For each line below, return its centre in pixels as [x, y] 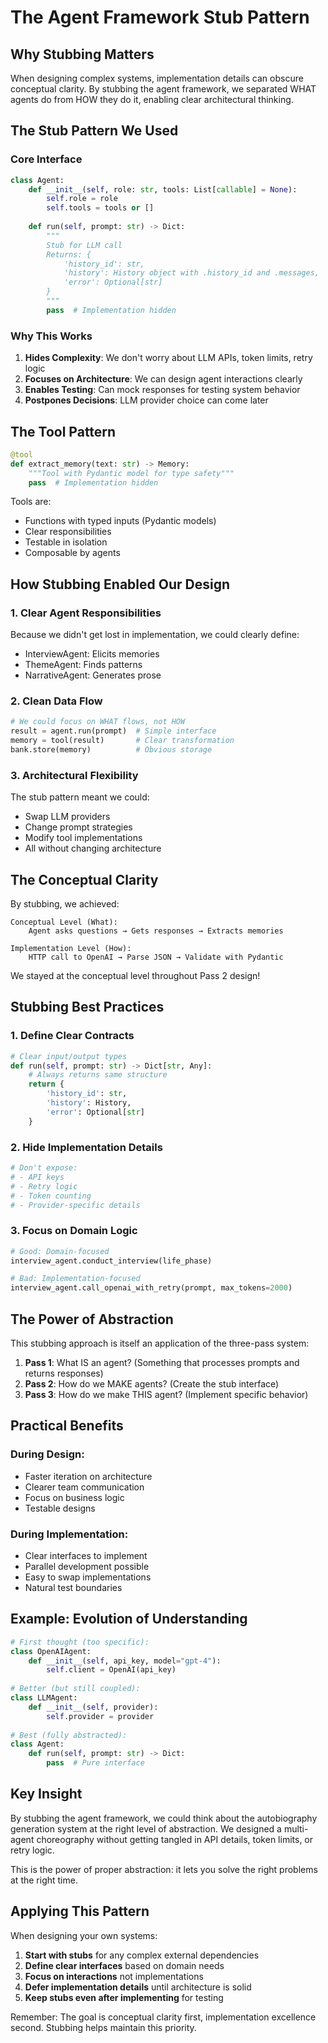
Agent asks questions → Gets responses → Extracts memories [156, 931]
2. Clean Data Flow [56, 701]
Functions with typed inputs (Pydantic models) [120, 521]
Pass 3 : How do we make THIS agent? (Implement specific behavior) [166, 1394]
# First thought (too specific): [80, 1642]
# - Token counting [51, 1196]
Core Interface [46, 159]
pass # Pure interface [95, 1763]
